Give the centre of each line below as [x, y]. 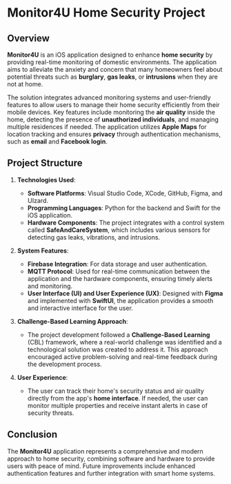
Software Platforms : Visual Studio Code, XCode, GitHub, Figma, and [125, 193]
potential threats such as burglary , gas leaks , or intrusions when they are [113, 77]
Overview [29, 38]
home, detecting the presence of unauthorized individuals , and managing [113, 119]
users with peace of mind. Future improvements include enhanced [101, 466]
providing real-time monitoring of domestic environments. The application [112, 62]
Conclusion [32, 435]
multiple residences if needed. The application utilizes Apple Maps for [107, 127]
